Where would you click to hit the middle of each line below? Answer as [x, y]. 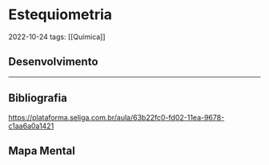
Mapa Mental [42, 150]
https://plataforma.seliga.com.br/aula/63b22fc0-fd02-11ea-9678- [116, 117]
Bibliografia [38, 98]
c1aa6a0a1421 [31, 126]
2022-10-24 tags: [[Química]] [57, 37]
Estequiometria [60, 15]
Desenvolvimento [53, 62]
